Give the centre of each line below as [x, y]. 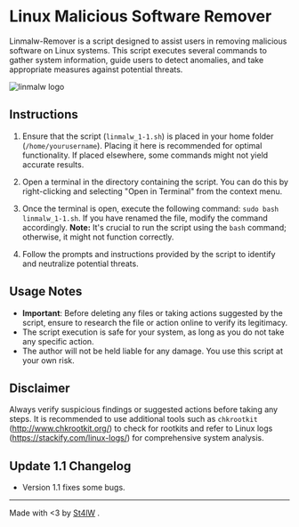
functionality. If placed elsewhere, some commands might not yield [145, 155]
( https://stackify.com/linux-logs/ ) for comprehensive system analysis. [137, 438]
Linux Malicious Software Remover [141, 16]
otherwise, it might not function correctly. [98, 237]
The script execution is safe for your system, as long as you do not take [153, 332]
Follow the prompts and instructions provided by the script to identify [149, 254]
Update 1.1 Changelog [70, 466]
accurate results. [53, 164]
